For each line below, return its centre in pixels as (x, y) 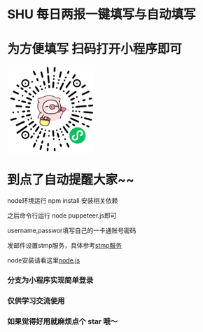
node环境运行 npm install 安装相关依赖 (63, 201)
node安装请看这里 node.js (44, 260)
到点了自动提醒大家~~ (71, 180)
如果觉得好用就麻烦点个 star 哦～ (62, 321)
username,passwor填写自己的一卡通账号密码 (72, 231)
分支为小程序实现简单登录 (50, 280)
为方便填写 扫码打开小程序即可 (94, 49)
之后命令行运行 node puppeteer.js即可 (62, 215)
